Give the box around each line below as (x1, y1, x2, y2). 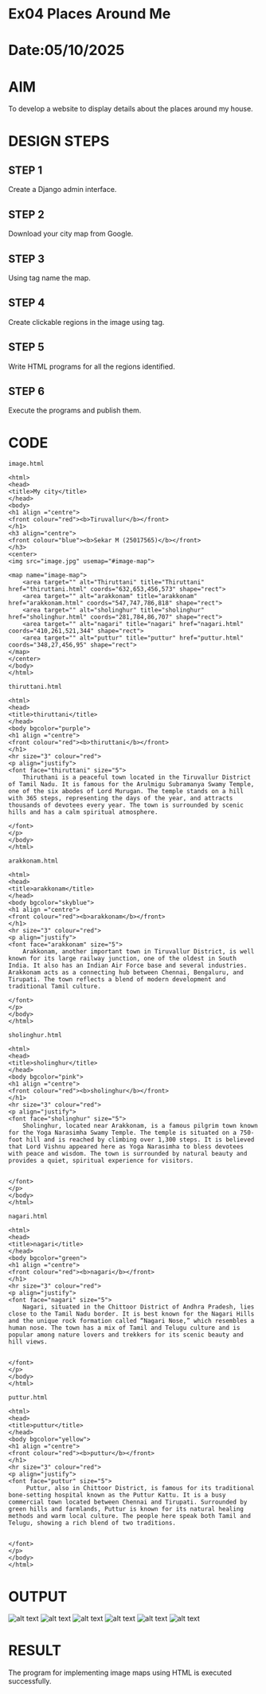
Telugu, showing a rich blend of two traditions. (8, 1519, 177, 1528)
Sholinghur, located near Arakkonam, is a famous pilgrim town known (22, 1122, 259, 1130)
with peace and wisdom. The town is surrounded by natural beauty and (8, 1150, 248, 1158)
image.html (8, 460, 45, 468)
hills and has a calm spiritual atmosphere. (8, 808, 158, 816)
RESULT (8, 1641, 62, 1660)
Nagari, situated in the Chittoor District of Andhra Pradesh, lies (22, 1303, 255, 1311)
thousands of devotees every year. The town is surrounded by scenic (8, 801, 244, 809)
